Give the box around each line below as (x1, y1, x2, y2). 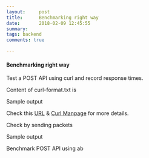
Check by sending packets (6, 122, 73, 129)
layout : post (6, 8, 50, 15)
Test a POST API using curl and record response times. (6, 74, 144, 82)
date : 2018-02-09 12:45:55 (6, 20, 91, 26)
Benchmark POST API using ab (6, 145, 84, 152)
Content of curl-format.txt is (6, 86, 77, 94)
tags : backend (6, 31, 42, 38)
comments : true (6, 37, 45, 43)
